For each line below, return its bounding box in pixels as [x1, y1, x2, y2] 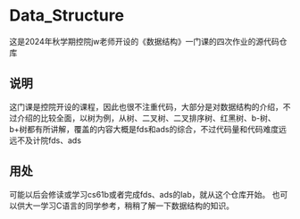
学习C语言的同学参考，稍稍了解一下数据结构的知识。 [39, 200, 235, 211]
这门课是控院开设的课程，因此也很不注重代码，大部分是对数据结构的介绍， [9, 101, 283, 112]
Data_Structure [9, 5, 125, 26]
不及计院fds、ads [16, 135, 82, 146]
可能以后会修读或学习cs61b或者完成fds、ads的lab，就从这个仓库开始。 [9, 189, 271, 199]
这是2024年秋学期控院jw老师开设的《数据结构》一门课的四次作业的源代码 [9, 36, 279, 46]
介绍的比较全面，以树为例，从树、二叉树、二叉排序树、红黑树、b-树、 [16, 113, 277, 123]
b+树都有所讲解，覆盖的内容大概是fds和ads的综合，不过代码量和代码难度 [9, 123, 279, 134]
